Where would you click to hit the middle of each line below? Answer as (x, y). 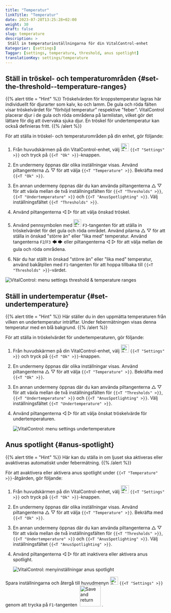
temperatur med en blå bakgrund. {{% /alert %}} (56, 327)
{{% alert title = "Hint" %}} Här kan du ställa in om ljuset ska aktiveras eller (84, 457)
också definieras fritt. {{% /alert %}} (44, 126)
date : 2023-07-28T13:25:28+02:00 (41, 19)
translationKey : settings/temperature (47, 58)
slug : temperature (25, 34)
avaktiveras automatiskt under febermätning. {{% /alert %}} (69, 463)
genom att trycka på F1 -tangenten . (54, 605)
